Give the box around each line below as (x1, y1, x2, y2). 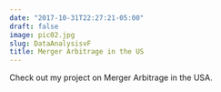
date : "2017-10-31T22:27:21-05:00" (9, 13, 145, 23)
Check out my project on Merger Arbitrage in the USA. (9, 72, 213, 83)
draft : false (9, 22, 59, 31)
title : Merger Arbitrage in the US (9, 47, 145, 56)
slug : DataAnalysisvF (9, 38, 92, 48)
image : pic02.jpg (9, 30, 75, 39)
